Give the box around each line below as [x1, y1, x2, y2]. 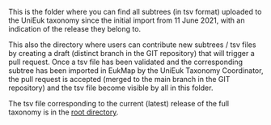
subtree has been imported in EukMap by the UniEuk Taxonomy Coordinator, [8, 66, 264, 75]
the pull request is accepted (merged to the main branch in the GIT [8, 75, 231, 84]
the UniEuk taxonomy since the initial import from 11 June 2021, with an [8, 15, 245, 25]
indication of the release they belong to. [8, 24, 142, 33]
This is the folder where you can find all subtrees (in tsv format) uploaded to [8, 7, 262, 16]
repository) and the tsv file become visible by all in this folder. [8, 83, 214, 93]
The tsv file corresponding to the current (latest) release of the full [8, 99, 230, 108]
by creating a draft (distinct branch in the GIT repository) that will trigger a [8, 49, 255, 58]
